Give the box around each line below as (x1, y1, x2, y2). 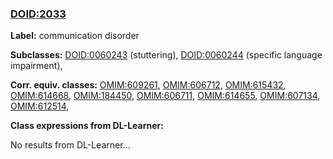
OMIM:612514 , (10, 100, 70, 112)
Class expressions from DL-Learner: (10, 120, 164, 132)
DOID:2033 (10, 7, 67, 21)
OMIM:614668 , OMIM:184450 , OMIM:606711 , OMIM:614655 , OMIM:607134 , (10, 90, 321, 102)
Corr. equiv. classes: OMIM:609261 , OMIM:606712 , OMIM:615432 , (10, 79, 287, 91)
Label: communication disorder (10, 30, 140, 42)
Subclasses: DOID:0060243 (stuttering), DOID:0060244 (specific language (10, 49, 323, 61)
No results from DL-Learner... (10, 139, 131, 151)
